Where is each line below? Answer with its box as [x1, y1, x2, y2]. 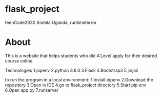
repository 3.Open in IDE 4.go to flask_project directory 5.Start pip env [5, 82, 146, 88]
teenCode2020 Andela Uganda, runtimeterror [5, 20, 97, 25]
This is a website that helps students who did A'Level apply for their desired [5, 53, 157, 59]
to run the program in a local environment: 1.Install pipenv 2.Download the [5, 77, 154, 82]
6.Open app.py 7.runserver [5, 87, 59, 93]
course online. [5, 58, 34, 64]
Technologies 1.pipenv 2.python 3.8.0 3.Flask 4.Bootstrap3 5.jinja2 [5, 67, 139, 73]
